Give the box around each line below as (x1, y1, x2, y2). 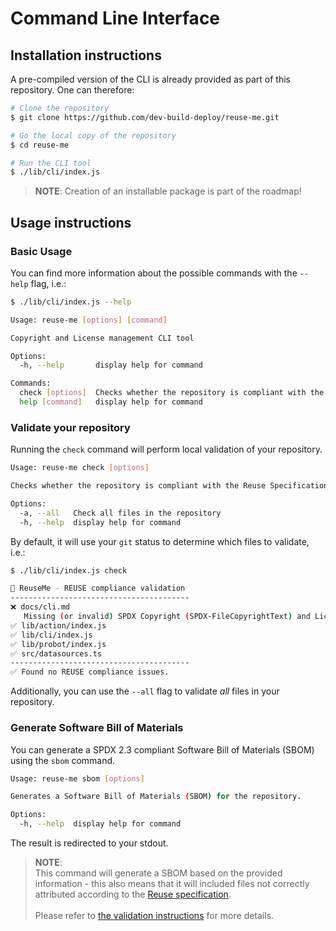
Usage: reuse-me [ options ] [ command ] (10, 315, 168, 325)
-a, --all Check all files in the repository (19, 508, 222, 518)
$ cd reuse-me (10, 140, 70, 150)
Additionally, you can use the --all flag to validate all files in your (10, 685, 280, 697)
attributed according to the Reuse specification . (34, 888, 232, 901)
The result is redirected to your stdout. (10, 837, 169, 849)
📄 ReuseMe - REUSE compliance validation (10, 583, 186, 594)
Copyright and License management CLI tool (10, 333, 195, 343)
